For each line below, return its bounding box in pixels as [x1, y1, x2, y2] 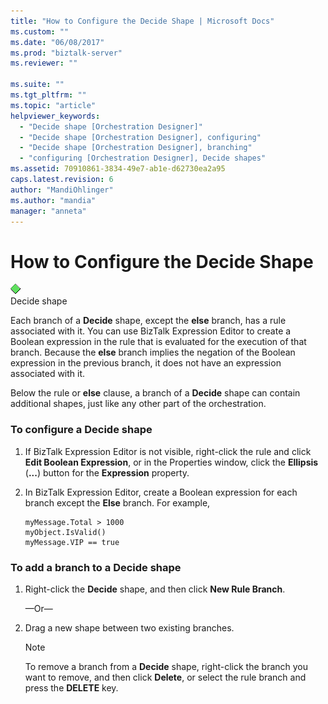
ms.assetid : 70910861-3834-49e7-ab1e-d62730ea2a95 [10, 164, 226, 174]
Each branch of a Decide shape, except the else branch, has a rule [10, 315, 287, 327]
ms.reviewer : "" [10, 58, 78, 69]
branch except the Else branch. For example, [24, 496, 211, 509]
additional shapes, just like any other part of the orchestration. [10, 398, 267, 410]
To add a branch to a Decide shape [10, 560, 182, 574]
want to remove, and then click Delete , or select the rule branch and [24, 671, 307, 683]
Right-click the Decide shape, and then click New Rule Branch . [24, 583, 286, 595]
